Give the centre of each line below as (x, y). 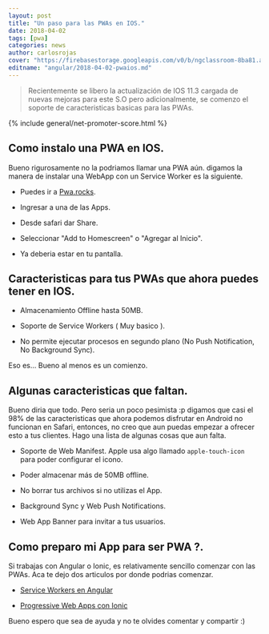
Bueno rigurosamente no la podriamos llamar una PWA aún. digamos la (125, 167)
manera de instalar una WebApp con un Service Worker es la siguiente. (126, 176)
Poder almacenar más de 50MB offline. (84, 475)
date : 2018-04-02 (37, 30)
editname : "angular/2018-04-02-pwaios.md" (80, 68)
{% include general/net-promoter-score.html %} (88, 123)
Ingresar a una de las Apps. (65, 207)
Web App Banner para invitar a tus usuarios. (92, 522)
